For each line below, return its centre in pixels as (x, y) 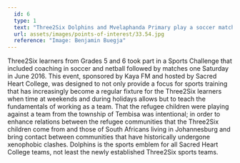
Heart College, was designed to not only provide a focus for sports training (117, 84)
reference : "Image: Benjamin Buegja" (70, 41)
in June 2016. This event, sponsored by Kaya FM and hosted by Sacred (112, 76)
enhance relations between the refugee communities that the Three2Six (113, 122)
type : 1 (25, 21)
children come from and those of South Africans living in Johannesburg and (119, 129)
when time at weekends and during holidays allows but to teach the (106, 99)
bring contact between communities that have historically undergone (109, 137)
